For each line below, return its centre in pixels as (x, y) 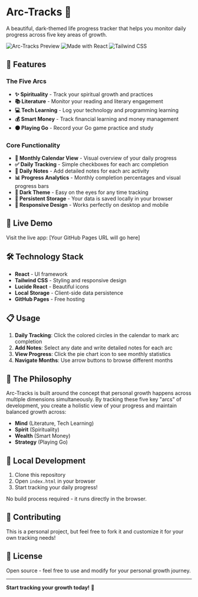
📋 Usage (23, 318)
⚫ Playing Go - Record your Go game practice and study (84, 128)
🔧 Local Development (46, 461)
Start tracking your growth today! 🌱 (50, 587)
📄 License (24, 556)
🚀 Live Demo (29, 223)
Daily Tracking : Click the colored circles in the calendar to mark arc (97, 335)
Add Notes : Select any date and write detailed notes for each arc (93, 348)
